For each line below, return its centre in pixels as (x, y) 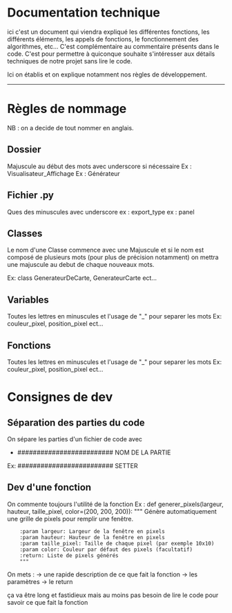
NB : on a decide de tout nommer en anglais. (70, 128)
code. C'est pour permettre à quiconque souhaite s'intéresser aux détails (111, 54)
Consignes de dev (60, 397)
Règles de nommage (67, 109)
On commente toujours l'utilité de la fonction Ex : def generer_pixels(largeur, (116, 504)
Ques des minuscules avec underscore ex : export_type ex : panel (101, 212)
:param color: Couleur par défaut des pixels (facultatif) (106, 550)
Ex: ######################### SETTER (72, 465)
